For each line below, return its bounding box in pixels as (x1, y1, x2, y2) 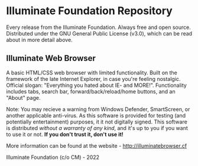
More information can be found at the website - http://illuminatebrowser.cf (6, 142, 187, 149)
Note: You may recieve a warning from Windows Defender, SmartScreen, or (6, 105, 190, 113)
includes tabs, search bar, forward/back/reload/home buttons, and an (6, 87, 176, 95)
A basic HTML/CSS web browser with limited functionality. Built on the (6, 69, 177, 76)
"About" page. (6, 94, 41, 101)
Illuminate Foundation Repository (6, 4, 173, 18)
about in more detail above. (6, 36, 73, 43)
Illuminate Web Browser (6, 53, 96, 63)
